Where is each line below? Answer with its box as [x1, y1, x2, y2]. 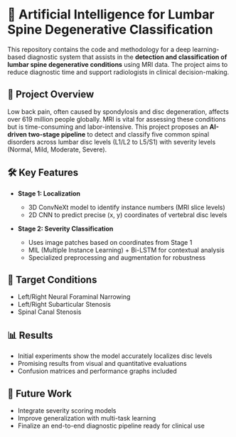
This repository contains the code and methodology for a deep [7, 45, 191, 53]
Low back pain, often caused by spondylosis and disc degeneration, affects [7, 107, 230, 116]
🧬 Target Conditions [7, 273, 97, 285]
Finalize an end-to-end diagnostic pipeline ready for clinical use [17, 421, 205, 430]
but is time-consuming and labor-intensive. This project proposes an [7, 122, 208, 131]
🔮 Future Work [7, 387, 73, 399]
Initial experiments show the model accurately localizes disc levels [17, 352, 213, 360]
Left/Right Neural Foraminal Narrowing [17, 293, 131, 301]
